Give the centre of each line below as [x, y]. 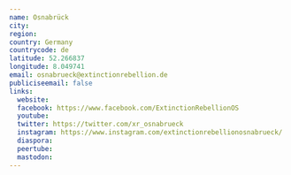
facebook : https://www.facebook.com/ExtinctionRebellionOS [128, 108]
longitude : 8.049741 [47, 67]
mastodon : [35, 157]
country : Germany [41, 42]
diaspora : [35, 141]
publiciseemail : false [51, 83]
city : [19, 26]
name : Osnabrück [39, 17]
